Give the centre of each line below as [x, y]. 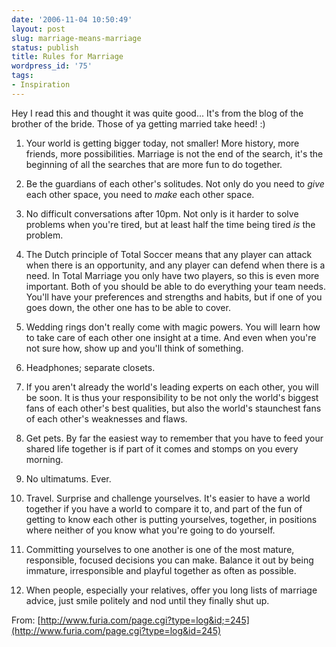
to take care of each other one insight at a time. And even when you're [171, 337]
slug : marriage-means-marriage [76, 38]
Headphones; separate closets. [90, 367]
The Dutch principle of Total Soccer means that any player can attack [169, 254]
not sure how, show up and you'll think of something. [134, 348]
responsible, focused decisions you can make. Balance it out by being [169, 560]
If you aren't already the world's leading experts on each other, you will [172, 387]
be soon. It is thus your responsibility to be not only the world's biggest [172, 397]
